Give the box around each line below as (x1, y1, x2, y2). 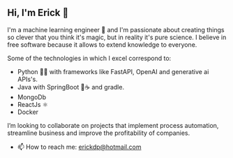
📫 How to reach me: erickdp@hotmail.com (17, 143, 142, 151)
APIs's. (17, 75, 38, 83)
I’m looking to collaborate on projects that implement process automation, (7, 121, 219, 129)
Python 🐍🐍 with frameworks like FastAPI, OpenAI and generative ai (17, 67, 209, 76)
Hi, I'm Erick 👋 (7, 7, 69, 19)
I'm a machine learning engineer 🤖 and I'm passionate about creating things (7, 25, 225, 34)
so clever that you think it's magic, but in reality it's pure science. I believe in (7, 33, 227, 41)
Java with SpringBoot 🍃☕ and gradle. (17, 82, 124, 91)
